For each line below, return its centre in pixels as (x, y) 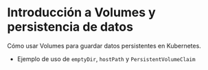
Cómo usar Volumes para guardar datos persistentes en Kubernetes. (104, 46)
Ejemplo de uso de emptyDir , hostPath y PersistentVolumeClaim (106, 58)
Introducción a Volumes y (81, 13)
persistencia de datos (70, 27)
